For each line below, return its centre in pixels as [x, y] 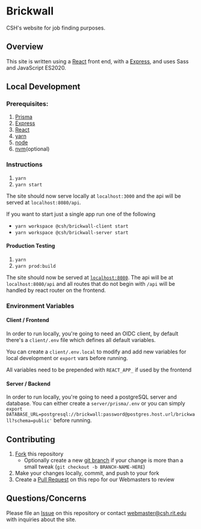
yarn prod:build [35, 266]
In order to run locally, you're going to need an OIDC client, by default [92, 334]
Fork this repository [39, 454]
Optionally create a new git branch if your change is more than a [104, 460]
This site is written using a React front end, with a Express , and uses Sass [97, 61]
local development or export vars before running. [67, 358]
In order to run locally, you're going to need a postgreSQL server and [92, 397]
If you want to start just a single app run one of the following [81, 214]
